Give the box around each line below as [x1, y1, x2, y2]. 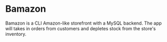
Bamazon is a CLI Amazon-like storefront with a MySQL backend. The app [5, 20, 162, 26]
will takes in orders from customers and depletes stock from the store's [5, 25, 156, 31]
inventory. [5, 31, 27, 37]
